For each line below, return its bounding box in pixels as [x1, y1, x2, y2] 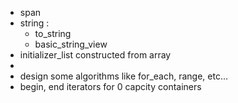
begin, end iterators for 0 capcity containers [19, 81, 202, 92]
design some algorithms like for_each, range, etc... [19, 70, 229, 82]
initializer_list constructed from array [19, 49, 172, 61]
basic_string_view [34, 38, 108, 50]
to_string [34, 28, 72, 39]
